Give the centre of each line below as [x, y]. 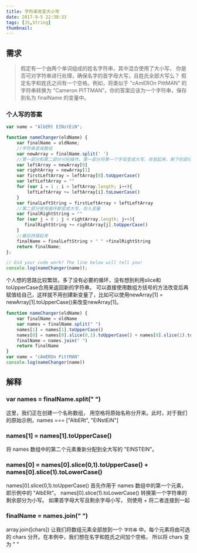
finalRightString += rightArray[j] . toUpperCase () [86, 225]
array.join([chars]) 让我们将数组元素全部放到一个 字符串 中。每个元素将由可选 [98, 530]
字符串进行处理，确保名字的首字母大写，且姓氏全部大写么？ [108, 76]
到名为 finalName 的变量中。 [55, 98]
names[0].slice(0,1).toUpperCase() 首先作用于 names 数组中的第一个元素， [96, 485]
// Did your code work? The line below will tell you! [74, 263]
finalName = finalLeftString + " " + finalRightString [84, 241]
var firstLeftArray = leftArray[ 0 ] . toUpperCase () [79, 176]
